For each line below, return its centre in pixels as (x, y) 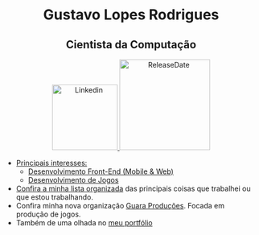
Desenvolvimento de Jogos (73, 180)
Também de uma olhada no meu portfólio (84, 223)
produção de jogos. (48, 214)
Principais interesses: (51, 163)
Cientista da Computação (131, 45)
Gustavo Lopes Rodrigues (131, 15)
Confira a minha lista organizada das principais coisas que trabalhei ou (133, 188)
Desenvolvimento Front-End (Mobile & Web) (101, 171)
